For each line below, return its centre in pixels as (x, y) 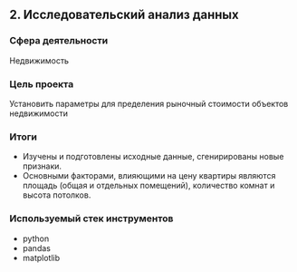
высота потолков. (57, 195)
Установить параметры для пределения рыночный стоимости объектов (149, 103)
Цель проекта (42, 83)
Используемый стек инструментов (91, 219)
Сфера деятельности (59, 41)
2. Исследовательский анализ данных (124, 15)
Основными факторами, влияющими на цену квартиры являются (149, 176)
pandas (37, 248)
